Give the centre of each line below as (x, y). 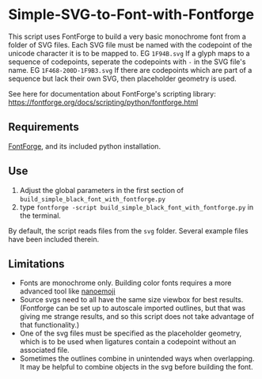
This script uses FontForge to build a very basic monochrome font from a (127, 36)
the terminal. (40, 215)
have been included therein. (54, 239)
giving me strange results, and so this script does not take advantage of (137, 316)
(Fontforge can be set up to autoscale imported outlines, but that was (133, 308)
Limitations (36, 264)
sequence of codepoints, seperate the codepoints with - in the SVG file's (127, 62)
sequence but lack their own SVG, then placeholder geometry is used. (123, 78)
